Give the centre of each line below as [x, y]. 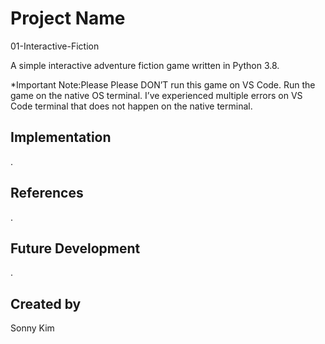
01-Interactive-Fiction [55, 46]
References [47, 193]
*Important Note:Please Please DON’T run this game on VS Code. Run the [163, 84]
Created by [46, 303]
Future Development [75, 248]
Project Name [68, 18]
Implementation [61, 137]
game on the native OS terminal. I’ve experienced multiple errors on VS [156, 95]
